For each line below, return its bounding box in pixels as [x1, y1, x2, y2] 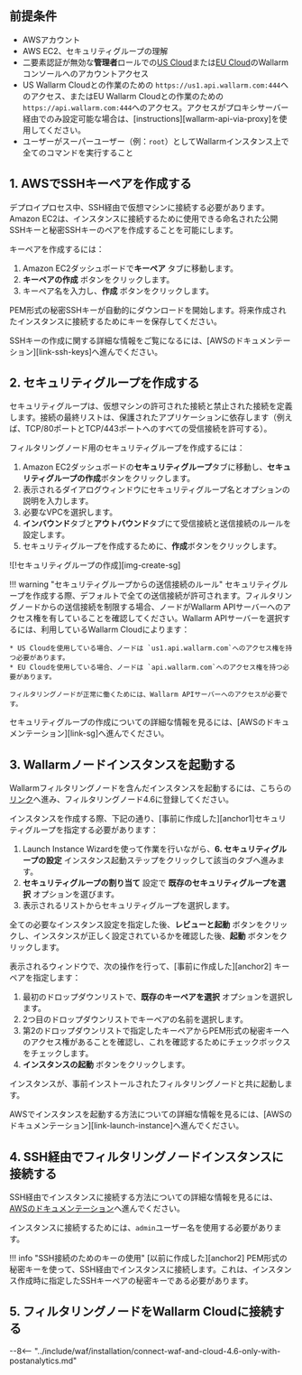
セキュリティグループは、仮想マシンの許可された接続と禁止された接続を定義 [9, 401, 293, 412]
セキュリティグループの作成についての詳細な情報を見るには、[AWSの [9, 717, 266, 728]
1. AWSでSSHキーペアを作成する [9, 176, 192, 191]
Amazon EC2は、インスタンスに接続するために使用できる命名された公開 [9, 213, 279, 224]
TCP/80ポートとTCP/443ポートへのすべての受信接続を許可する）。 [24, 423, 272, 434]
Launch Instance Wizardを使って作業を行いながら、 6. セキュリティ [22, 843, 271, 855]
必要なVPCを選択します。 [22, 506, 118, 517]
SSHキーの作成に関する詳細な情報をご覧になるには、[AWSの [9, 335, 236, 346]
